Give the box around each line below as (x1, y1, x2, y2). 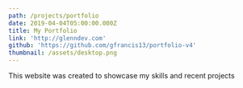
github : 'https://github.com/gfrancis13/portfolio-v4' (8, 42, 197, 50)
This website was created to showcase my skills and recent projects (8, 71, 236, 80)
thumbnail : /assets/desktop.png (8, 49, 117, 57)
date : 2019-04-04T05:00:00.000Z (8, 19, 117, 27)
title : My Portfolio (8, 26, 78, 34)
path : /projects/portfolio (8, 11, 99, 20)
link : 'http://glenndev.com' (8, 34, 107, 42)
